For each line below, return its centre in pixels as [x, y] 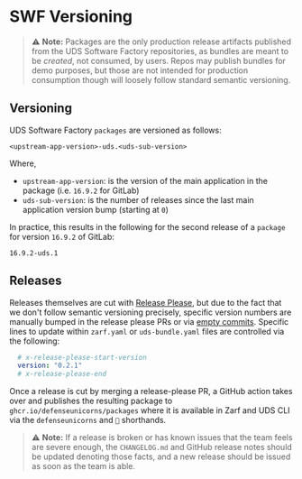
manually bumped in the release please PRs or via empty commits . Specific [149, 321]
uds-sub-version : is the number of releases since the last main [138, 199]
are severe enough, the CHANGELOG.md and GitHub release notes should [162, 447]
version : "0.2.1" [50, 366]
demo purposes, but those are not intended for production [140, 70]
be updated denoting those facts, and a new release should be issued [161, 456]
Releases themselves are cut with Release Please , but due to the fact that [146, 302]
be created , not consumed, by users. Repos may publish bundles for [159, 60]
